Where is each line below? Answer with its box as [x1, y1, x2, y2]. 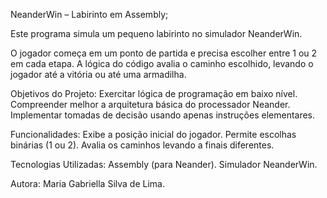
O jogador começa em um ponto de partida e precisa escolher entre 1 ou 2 [10, 47, 318, 59]
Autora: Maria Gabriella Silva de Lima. [10, 178, 165, 189]
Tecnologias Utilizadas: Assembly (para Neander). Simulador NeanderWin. [10, 159, 318, 170]
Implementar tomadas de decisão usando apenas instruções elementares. [10, 109, 316, 121]
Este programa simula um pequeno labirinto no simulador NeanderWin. [10, 28, 303, 39]
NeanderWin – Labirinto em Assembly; [10, 9, 169, 20]
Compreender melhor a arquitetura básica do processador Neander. [10, 99, 291, 110]
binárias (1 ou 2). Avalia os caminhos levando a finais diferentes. [10, 139, 275, 151]
